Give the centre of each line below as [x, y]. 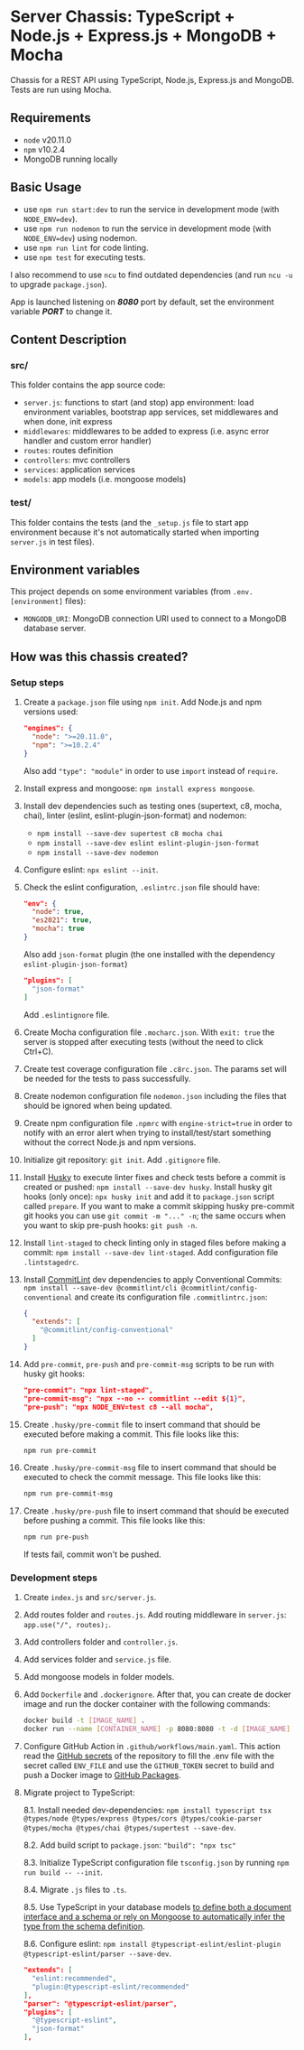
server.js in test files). [53, 541]
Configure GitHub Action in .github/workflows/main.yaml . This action [152, 1747]
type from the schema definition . [84, 1926]
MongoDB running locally [70, 159]
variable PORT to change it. [61, 311]
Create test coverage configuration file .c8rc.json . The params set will [155, 1068]
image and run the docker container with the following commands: [147, 1704]
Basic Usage [46, 187]
